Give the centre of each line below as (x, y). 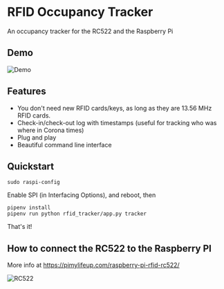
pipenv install (29, 208)
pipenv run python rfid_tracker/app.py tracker (77, 214)
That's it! (20, 227)
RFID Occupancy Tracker (80, 12)
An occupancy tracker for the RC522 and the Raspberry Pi (90, 31)
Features (27, 92)
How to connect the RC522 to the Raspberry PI (110, 249)
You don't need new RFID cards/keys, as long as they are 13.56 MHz (114, 108)
